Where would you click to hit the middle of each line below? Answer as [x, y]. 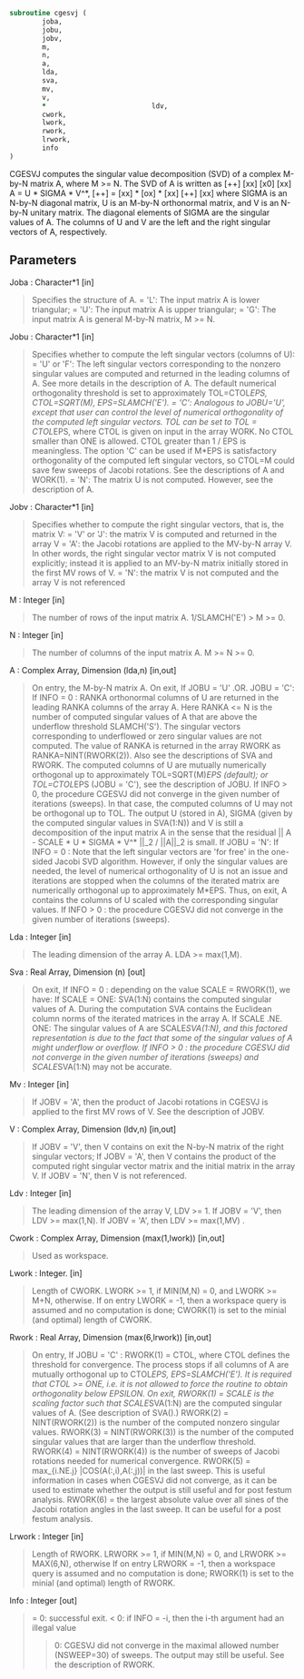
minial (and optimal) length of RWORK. [103, 1583]
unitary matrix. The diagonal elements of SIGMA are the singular [150, 212]
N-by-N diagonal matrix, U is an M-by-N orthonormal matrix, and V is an [144, 202]
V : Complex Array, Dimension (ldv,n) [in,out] [93, 1129]
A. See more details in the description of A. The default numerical [154, 383]
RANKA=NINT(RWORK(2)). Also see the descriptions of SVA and [152, 755]
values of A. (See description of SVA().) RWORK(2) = [130, 1412]
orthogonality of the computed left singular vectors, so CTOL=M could [163, 460]
